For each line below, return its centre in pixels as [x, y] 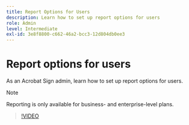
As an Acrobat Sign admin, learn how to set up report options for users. [95, 81]
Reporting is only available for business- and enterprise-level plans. [90, 104]
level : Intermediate [32, 29]
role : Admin [21, 23]
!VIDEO [30, 116]
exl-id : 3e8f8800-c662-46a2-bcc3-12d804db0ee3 [66, 34]
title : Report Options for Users [48, 12]
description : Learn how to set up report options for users [83, 18]
